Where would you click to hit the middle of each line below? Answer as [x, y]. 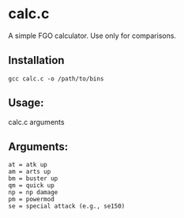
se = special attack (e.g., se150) [67, 206]
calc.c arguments [36, 122]
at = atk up [28, 165]
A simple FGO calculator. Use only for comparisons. [92, 36]
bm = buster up [33, 179]
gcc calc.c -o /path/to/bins [56, 79]
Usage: [26, 103]
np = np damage [33, 193]
